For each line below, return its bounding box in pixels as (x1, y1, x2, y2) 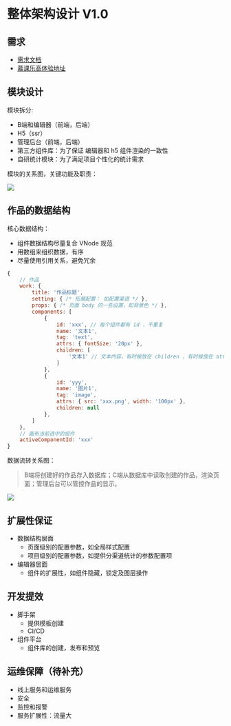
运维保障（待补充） (7, 666, 89, 678)
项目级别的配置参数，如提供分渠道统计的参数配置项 (27, 551, 173, 559)
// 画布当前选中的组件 (19, 430, 76, 437)
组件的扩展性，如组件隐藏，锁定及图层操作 (27, 568, 148, 576)
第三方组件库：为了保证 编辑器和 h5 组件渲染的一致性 (16, 146, 168, 154)
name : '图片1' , (56, 385, 98, 392)
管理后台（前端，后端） (16, 137, 84, 145)
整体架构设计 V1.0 (7, 6, 109, 22)
